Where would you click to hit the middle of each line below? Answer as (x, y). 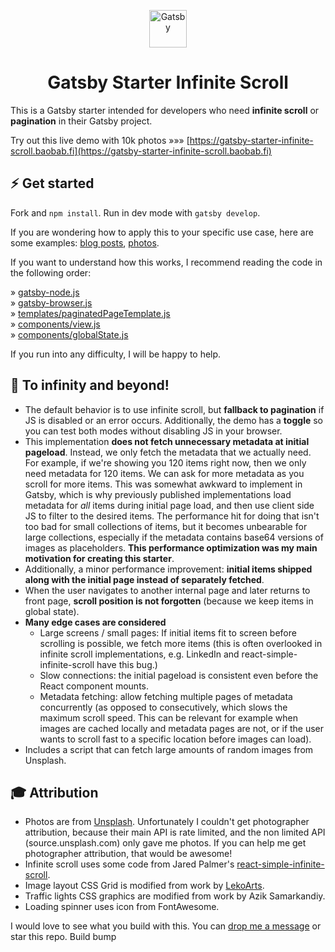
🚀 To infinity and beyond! (90, 385)
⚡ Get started (52, 183)
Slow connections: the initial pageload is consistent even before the (179, 675)
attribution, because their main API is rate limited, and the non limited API (175, 832)
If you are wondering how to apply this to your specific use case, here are (162, 232)
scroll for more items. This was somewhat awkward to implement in (163, 484)
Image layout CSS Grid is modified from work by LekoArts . (144, 886)
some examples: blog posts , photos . (85, 242)
